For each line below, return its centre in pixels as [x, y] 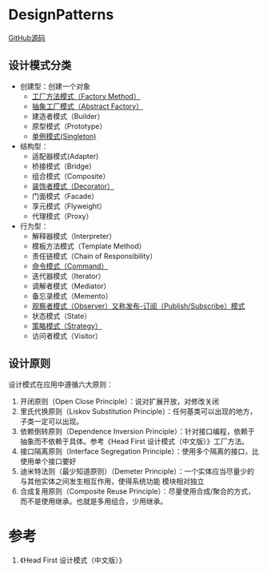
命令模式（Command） [70, 266]
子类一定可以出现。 [52, 421]
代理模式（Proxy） [62, 216]
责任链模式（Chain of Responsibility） [94, 256]
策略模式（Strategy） [67, 326]
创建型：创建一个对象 [55, 86]
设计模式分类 [40, 66]
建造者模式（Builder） [68, 116]
